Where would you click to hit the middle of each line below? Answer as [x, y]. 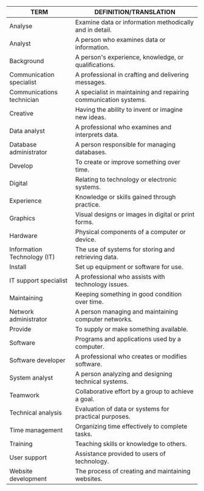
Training [21, 444]
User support [28, 457]
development [28, 479]
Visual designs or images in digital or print [135, 214]
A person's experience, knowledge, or [129, 57]
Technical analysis [36, 413]
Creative [22, 113]
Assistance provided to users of [120, 454]
